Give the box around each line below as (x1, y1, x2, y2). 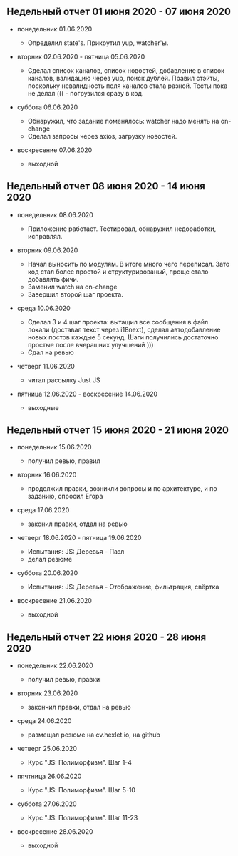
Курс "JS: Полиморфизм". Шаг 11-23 (27, 814, 138, 822)
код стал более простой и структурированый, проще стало (27, 267, 209, 276)
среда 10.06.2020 (16, 304, 71, 312)
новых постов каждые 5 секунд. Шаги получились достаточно (27, 332, 219, 342)
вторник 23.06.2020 (16, 689, 78, 697)
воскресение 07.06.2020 (16, 146, 93, 154)
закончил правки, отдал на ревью (27, 703, 131, 712)
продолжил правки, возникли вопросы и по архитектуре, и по (27, 484, 218, 493)
